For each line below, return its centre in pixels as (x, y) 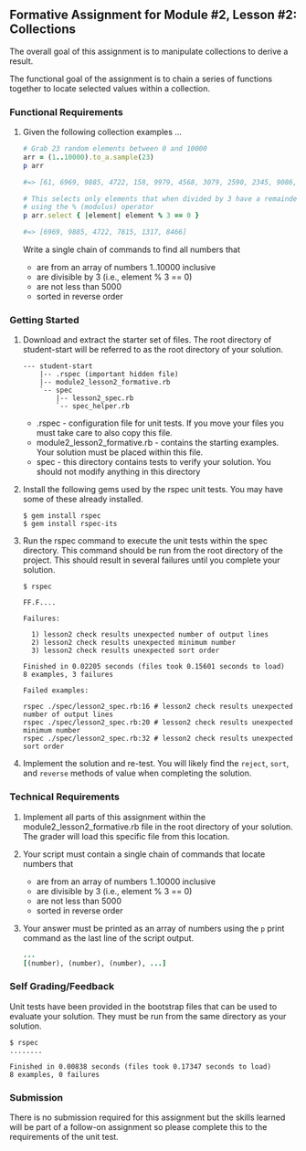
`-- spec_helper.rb (93, 407)
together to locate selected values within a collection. (110, 88)
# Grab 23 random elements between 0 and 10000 (115, 149)
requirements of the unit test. (64, 1137)
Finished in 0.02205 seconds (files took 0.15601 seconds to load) (153, 667)
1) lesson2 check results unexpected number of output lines (150, 635)
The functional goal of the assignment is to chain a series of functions (141, 79)
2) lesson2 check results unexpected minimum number (134, 643)
